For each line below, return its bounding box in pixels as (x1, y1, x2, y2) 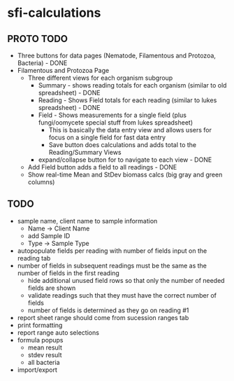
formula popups (17, 335, 64, 344)
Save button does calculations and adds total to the (48, 141, 197, 148)
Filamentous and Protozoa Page (17, 67, 110, 74)
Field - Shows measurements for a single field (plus (38, 111, 187, 119)
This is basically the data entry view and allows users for (48, 126, 212, 134)
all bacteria (27, 358, 61, 366)
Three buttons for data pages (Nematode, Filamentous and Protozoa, (17, 51, 217, 60)
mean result (27, 343, 63, 352)
